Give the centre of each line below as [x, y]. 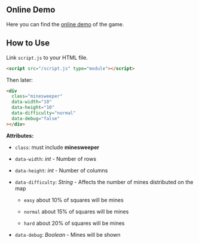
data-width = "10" [32, 102]
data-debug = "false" [36, 118]
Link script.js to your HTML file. [47, 57]
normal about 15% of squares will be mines [76, 211]
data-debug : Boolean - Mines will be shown [68, 234]
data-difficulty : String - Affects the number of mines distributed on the [104, 182]
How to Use [28, 43]
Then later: [19, 80]
